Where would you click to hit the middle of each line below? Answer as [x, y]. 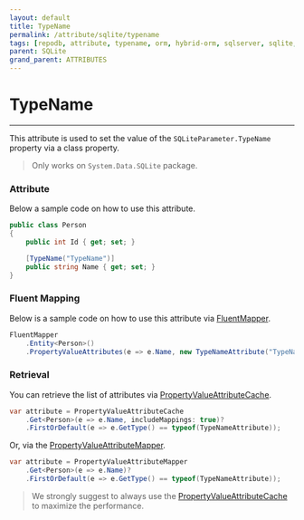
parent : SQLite [38, 52]
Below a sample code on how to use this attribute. [103, 208]
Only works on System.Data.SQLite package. [114, 165]
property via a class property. [65, 148]
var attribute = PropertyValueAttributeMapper [99, 462]
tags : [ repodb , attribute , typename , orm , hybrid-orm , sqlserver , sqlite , [153, 43]
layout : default [40, 18]
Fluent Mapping [45, 298]
